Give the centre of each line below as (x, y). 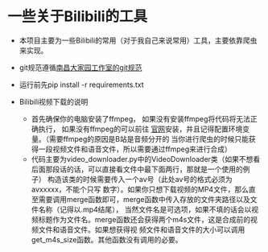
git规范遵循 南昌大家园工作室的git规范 (80, 67)
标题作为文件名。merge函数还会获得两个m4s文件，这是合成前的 (144, 219)
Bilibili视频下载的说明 (54, 101)
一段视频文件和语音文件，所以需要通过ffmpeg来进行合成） (135, 149)
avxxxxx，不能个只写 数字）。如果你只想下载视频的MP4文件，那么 (140, 189)
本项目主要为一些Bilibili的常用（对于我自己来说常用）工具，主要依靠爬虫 (138, 40)
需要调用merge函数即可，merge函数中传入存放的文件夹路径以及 (144, 199)
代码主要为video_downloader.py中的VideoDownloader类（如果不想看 (146, 159)
